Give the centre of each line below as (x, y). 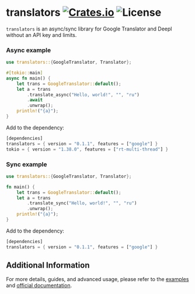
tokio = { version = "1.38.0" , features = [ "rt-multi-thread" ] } (87, 149)
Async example (29, 50)
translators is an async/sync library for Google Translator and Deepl (89, 29)
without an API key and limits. (41, 35)
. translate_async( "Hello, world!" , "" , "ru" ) (83, 95)
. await (35, 100)
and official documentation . (39, 286)
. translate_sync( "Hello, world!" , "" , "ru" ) (82, 203)
